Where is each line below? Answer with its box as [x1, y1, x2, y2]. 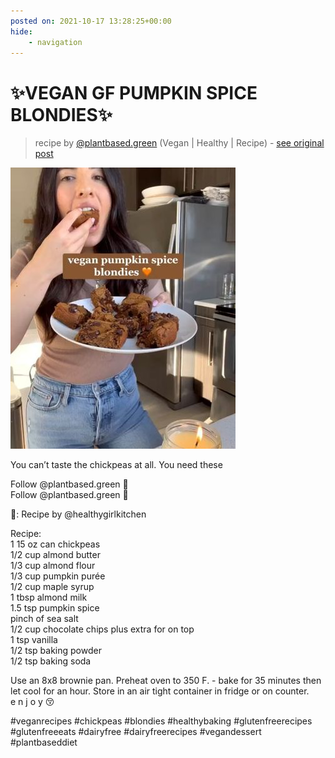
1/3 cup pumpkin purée [10, 570, 106, 582]
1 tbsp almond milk [10, 591, 88, 604]
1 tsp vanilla [10, 634, 58, 646]
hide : [10, 26, 33, 37]
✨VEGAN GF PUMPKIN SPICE [10, 81, 258, 104]
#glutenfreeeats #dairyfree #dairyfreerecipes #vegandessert [10, 726, 262, 738]
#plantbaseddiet [10, 736, 78, 749]
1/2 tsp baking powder [10, 645, 102, 657]
